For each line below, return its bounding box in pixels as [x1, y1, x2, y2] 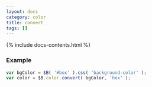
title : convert [6, 20, 44, 25]
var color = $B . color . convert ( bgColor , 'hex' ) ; [6, 75, 131, 81]
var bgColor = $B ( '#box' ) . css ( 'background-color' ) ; [6, 69, 147, 76]
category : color [6, 14, 46, 20]
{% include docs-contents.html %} [6, 41, 91, 49]
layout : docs [6, 8, 38, 15]
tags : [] [6, 25, 28, 31]
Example [6, 56, 32, 65]
